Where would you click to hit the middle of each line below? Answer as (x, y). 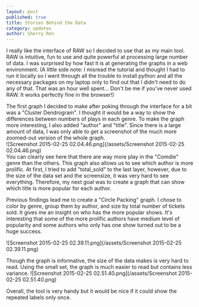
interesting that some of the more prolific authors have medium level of (93, 219)
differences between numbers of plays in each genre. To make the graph (95, 119)
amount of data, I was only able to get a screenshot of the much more (91, 132)
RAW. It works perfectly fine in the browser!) (60, 95)
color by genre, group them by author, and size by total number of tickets (96, 206)
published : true (26, 17)
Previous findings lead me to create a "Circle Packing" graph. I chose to (94, 200)
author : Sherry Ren (30, 34)
